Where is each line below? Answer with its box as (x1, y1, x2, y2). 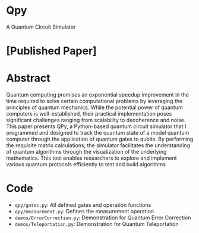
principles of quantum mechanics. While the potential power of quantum (6, 104, 183, 111)
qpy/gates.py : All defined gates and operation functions (14, 201, 151, 209)
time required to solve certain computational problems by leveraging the (6, 98, 183, 105)
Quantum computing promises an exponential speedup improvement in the (6, 91, 189, 98)
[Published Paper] (6, 44, 97, 58)
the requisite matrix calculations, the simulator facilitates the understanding (6, 142, 191, 149)
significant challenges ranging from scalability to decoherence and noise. (6, 117, 186, 124)
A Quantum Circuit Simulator (6, 23, 76, 30)
